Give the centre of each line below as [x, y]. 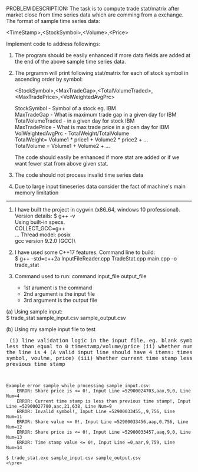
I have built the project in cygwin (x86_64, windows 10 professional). [98, 209]
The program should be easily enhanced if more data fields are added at [103, 55]
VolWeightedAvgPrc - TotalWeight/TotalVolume [72, 133]
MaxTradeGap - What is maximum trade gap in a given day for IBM [95, 115]
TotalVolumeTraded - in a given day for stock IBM [75, 121]
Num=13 [14, 437]
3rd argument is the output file [60, 300]
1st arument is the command [58, 288]
